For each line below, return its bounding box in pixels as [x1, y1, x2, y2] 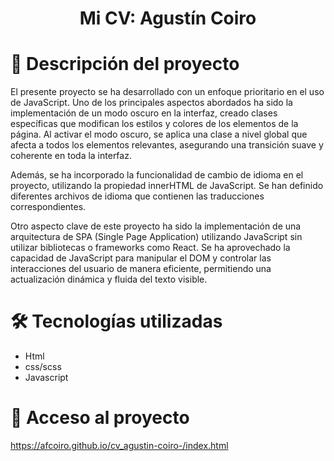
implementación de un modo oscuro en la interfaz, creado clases [10, 107, 278, 119]
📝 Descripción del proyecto [10, 53, 240, 76]
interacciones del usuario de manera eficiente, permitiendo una [10, 263, 272, 275]
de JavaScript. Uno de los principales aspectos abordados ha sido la [10, 97, 293, 109]
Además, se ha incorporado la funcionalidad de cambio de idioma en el [10, 169, 304, 181]
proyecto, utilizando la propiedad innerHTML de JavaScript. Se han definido [10, 180, 324, 192]
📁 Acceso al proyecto [10, 407, 190, 429]
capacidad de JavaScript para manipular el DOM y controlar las [10, 252, 272, 264]
